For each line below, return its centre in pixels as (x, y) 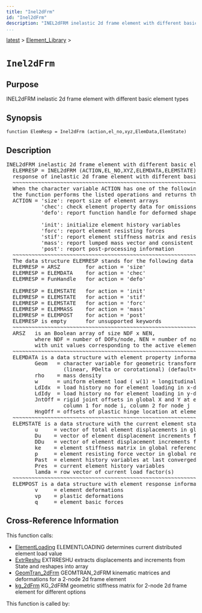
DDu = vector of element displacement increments (112, 442)
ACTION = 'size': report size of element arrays (85, 200)
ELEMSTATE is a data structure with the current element (98, 423)
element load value (38, 553)
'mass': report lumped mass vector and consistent (117, 243)
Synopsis (24, 118)
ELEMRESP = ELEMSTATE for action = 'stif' (79, 297)
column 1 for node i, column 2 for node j (127, 405)
